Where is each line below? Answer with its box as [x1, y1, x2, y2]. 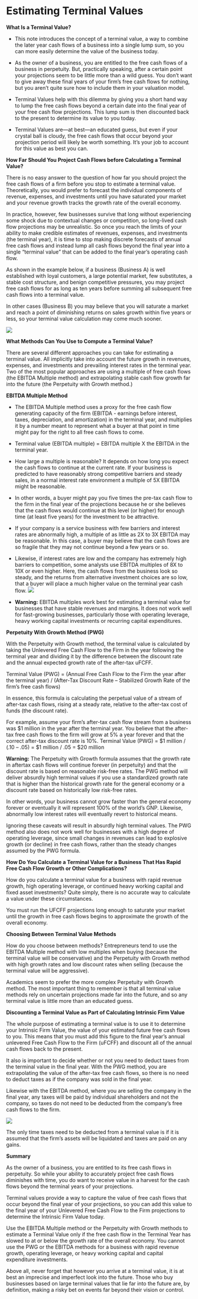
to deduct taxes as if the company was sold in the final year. [6, 1076, 152, 1083]
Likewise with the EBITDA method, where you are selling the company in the [6, 1087, 191, 1094]
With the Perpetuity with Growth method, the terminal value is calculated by [6, 640, 190, 647]
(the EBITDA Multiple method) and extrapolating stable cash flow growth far [6, 374, 191, 381]
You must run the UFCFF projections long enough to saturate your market [6, 906, 185, 914]
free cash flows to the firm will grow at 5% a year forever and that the [15, 731, 184, 738]
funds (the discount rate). [6, 707, 69, 714]
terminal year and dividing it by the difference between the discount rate [6, 652, 182, 660]
